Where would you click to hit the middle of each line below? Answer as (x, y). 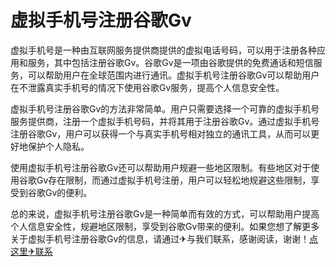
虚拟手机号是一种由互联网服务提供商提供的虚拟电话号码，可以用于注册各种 (163, 50)
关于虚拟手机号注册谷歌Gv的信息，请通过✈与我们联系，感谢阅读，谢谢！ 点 (164, 238)
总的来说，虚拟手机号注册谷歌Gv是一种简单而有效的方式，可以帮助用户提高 (165, 213)
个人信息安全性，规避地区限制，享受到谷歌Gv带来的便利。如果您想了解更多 (165, 226)
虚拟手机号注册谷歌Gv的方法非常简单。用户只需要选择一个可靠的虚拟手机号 (165, 108)
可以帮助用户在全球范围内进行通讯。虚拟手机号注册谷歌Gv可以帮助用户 (173, 75)
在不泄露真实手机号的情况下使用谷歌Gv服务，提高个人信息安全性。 (147, 87)
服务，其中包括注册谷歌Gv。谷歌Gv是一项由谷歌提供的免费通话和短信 (170, 62)
